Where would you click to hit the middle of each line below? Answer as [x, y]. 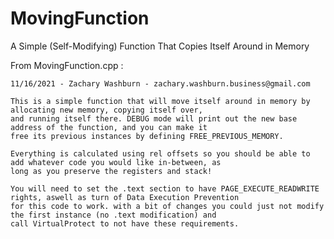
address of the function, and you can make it [109, 127]
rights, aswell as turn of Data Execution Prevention [125, 197]
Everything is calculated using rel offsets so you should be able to [160, 153]
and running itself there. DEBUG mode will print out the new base [154, 118]
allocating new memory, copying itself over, [106, 110]
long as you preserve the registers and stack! [111, 171]
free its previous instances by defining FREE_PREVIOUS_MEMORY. [147, 136]
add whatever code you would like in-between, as [116, 162]
